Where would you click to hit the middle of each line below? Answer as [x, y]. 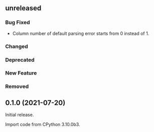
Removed [17, 86]
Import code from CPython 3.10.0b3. [43, 124]
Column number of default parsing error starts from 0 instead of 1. [81, 33]
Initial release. [20, 115]
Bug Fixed [18, 22]
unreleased [23, 8]
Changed [17, 46]
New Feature [21, 73]
